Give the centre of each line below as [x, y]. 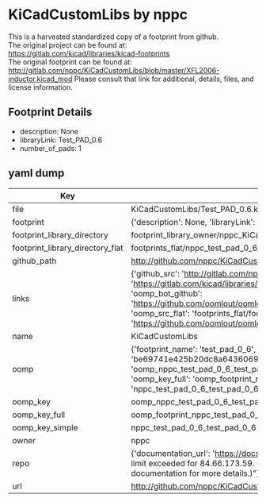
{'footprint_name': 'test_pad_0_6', [193, 349]
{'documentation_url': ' [173, 453]
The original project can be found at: [68, 44]
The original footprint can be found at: [70, 62]
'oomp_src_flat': [160, 313]
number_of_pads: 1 [50, 148]
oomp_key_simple [45, 427]
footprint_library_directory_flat [68, 248]
